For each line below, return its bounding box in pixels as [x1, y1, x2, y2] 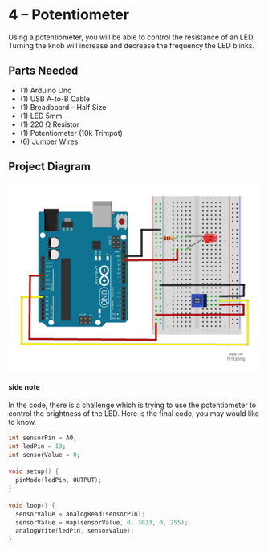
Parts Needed [8, 64, 79, 78]
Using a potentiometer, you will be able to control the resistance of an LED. [8, 32, 255, 42]
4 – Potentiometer [8, 6, 130, 24]
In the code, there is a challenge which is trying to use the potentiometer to [8, 400, 257, 410]
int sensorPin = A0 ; [8, 434, 78, 442]
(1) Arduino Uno [19, 85, 72, 95]
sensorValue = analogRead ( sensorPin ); [15, 510, 146, 518]
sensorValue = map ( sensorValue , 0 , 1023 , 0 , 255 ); [15, 518, 189, 527]
